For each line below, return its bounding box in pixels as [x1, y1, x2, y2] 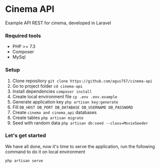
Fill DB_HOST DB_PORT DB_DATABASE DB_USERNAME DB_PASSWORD [12, 104, 133, 110]
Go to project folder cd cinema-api [12, 83, 83, 89]
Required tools [5, 32, 41, 39]
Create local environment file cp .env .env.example [12, 93, 118, 100]
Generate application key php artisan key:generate [12, 99, 118, 105]
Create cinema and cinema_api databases [12, 109, 97, 115]
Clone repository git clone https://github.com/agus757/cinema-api [12, 78, 153, 84]
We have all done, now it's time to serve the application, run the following [5, 143, 155, 149]
